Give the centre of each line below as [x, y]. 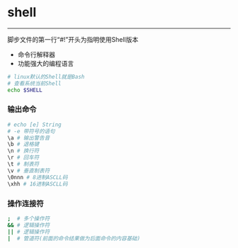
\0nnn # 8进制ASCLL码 [38, 177]
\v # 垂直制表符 [29, 171]
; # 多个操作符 [29, 218]
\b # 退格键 [23, 145]
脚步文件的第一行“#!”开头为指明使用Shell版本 [73, 39]
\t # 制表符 [23, 164]
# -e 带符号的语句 [31, 131]
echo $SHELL [25, 90]
